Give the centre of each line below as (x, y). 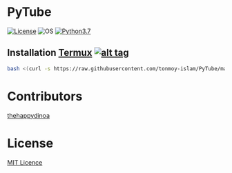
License (30, 143)
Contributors (45, 96)
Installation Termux (50, 53)
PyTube (29, 12)
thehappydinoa (29, 115)
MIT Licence (25, 162)
